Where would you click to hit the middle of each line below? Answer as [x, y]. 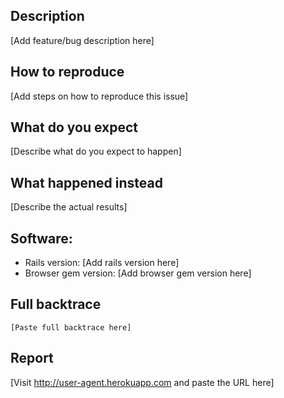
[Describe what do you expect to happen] [96, 151]
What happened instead [86, 182]
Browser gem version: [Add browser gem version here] [138, 273]
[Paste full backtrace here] [71, 327]
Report [32, 358]
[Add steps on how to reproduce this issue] [99, 96]
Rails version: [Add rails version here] [102, 263]
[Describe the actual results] [69, 207]
